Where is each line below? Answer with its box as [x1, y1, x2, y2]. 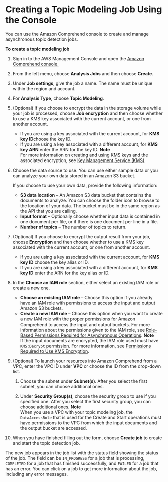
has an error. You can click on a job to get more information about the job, [5, 465, 158, 472]
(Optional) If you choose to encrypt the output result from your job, [12, 233, 151, 239]
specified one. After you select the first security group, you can [20, 398, 151, 404]
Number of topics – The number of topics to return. [20, 224, 127, 230]
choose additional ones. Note [20, 404, 81, 410]
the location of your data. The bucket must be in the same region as [20, 202, 160, 209]
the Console [5, 14, 57, 26]
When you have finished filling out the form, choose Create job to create [12, 435, 162, 441]
